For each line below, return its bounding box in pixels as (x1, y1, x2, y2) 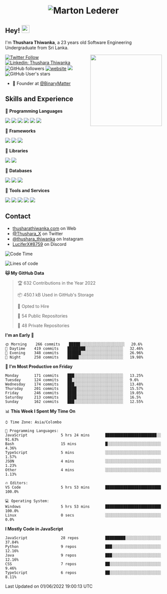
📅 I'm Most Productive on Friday (5, 363, 73, 370)
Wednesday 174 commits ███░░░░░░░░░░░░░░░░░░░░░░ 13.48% (5, 381, 143, 387)
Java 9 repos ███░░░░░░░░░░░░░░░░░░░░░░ (5, 553, 162, 558)
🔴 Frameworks (5, 128, 36, 134)
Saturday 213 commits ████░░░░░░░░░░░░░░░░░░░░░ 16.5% (5, 395, 141, 400)
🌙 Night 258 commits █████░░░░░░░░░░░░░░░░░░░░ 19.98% (5, 355, 143, 360)
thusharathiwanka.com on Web (12, 225, 77, 231)
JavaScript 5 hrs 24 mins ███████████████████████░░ (5, 433, 162, 438)
